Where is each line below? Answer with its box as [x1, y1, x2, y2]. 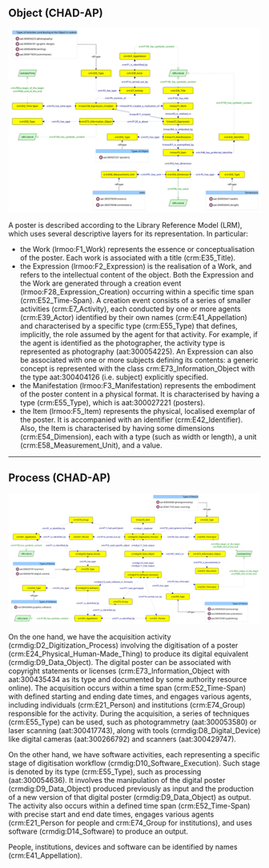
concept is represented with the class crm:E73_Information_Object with [19, 363, 255, 373]
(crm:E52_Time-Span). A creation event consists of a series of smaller [19, 295, 251, 305]
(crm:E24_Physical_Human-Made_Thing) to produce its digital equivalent [8, 649, 249, 659]
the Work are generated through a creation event [19, 278, 182, 288]
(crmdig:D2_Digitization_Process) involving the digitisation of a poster [8, 640, 239, 650]
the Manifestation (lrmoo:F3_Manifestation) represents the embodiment [19, 380, 256, 390]
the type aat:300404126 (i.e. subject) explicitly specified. [19, 372, 209, 382]
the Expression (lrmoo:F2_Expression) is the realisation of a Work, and [19, 261, 252, 271]
